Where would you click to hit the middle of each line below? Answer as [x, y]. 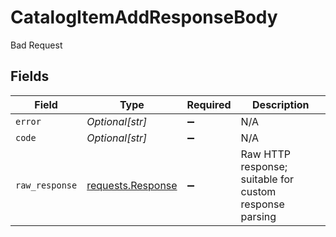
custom [258, 191]
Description [281, 104]
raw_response [46, 185]
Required [209, 104]
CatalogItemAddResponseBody [144, 17]
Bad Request [36, 45]
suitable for [267, 179]
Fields [30, 76]
